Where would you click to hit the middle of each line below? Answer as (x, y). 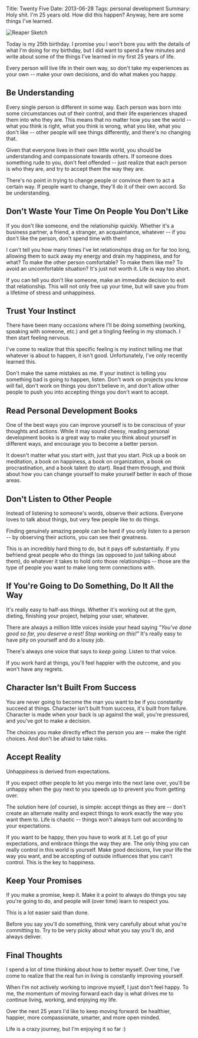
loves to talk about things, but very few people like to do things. (83, 520)
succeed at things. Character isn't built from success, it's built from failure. (97, 708)
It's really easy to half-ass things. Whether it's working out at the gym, (91, 609)
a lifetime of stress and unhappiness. (51, 293)
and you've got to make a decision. (49, 721)
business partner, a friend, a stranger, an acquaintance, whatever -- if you (96, 232)
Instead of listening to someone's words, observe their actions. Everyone (95, 513)
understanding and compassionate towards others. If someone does (89, 156)
